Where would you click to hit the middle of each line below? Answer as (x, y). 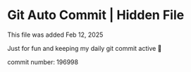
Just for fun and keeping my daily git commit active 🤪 (85, 48)
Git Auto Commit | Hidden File (96, 15)
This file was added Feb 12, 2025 (55, 35)
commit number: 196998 (43, 62)
